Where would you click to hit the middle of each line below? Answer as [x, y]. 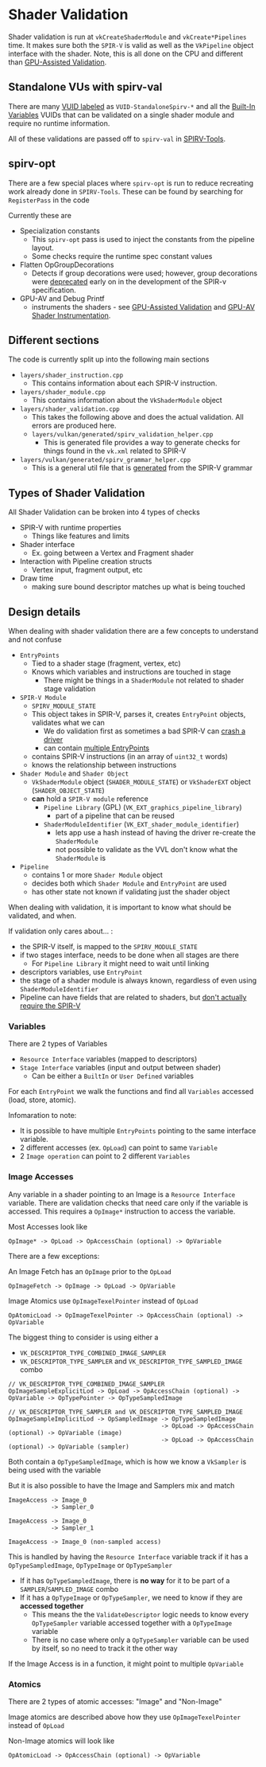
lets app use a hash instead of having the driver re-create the [156, 833]
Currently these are [40, 215]
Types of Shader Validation [77, 493]
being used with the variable [55, 1470]
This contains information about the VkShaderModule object [127, 401]
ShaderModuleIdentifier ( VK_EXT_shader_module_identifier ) [141, 824]
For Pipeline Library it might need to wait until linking [120, 964]
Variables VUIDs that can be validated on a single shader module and [121, 115]
